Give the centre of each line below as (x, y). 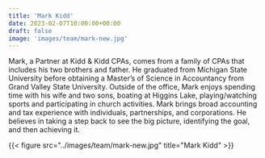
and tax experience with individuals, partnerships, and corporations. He (127, 113)
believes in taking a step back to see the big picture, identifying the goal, (129, 121)
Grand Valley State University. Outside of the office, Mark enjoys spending (132, 87)
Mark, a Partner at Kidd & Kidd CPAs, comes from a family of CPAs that (126, 61)
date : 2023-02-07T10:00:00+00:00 (65, 23)
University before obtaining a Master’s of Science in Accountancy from (126, 78)
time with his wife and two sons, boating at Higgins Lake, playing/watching (132, 96)
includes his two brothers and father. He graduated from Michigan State (128, 70)
